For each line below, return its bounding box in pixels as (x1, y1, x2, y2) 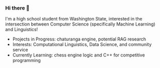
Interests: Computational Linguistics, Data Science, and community (12, 41, 152, 47)
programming (12, 57, 41, 63)
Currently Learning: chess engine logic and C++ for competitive (12, 52, 145, 58)
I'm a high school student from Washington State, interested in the (5, 16, 142, 22)
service (12, 47, 29, 53)
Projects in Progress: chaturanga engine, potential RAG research (12, 36, 146, 42)
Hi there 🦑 (5, 4, 30, 11)
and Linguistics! (5, 26, 38, 32)
